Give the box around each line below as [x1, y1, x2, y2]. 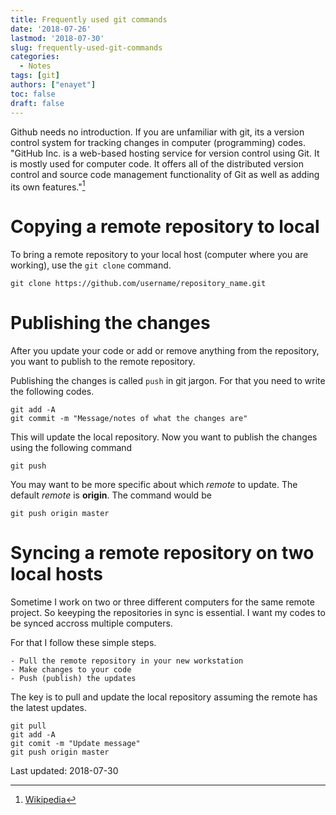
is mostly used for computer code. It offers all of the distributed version [10, 157, 305, 170]
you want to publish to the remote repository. [10, 356, 196, 368]
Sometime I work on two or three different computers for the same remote [10, 596, 315, 608]
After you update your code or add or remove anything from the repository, [10, 345, 320, 357]
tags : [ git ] [10, 71, 60, 81]
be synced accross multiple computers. [10, 617, 173, 629]
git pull [10, 721, 47, 731]
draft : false [10, 98, 65, 108]
